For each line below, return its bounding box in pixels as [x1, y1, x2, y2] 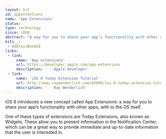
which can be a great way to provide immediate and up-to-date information [5, 124, 159, 130]
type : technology [5, 26, 41, 31]
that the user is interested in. [5, 129, 63, 135]
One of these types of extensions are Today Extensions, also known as [5, 113, 150, 119]
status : [5, 21, 21, 26]
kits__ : [5, 39, 21, 44]
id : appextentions [5, 12, 43, 17]
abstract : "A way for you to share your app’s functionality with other [5, 35, 158, 40]
